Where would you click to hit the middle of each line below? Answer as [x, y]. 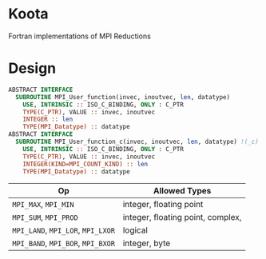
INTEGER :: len [48, 120]
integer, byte [147, 243]
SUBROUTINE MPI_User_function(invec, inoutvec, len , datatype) [123, 97]
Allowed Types [182, 191]
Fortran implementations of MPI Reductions [80, 36]
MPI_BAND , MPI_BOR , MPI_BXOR [64, 243]
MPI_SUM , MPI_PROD [45, 217]
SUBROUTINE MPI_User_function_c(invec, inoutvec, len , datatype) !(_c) [137, 141]
